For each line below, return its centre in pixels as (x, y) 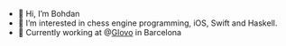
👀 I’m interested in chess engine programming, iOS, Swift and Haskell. (148, 23)
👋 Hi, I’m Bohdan (49, 14)
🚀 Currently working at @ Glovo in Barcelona (100, 32)
